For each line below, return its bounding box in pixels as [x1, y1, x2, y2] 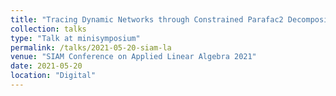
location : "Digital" [10, 71, 97, 81]
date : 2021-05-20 [10, 61, 83, 71]
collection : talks [10, 24, 87, 34]
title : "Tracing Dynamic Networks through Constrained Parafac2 [10, 14, 284, 25]
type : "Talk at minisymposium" [10, 33, 141, 43]
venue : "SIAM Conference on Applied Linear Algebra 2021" [10, 52, 257, 62]
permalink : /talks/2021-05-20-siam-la [10, 42, 172, 53]
